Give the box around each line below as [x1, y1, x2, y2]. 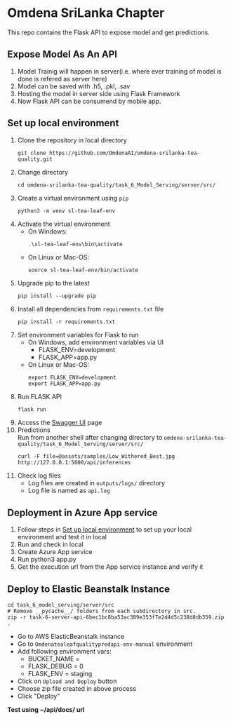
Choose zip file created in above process [17, 685, 137, 693]
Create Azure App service [17, 548, 93, 556]
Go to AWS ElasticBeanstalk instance [17, 633, 125, 641]
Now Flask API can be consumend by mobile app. [17, 97, 161, 105]
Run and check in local [17, 540, 84, 548]
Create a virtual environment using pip [17, 194, 129, 202]
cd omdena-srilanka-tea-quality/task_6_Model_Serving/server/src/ [17, 181, 216, 189]
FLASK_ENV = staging [27, 670, 93, 678]
